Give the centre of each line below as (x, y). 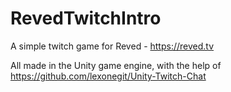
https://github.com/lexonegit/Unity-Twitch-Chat (108, 76)
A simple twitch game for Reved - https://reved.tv (112, 46)
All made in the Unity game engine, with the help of (116, 65)
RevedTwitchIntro (86, 18)
